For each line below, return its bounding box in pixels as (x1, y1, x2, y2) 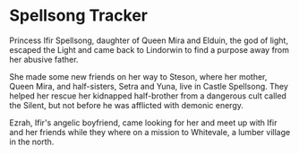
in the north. (9, 136, 55, 147)
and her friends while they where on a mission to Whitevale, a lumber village (9, 126, 291, 137)
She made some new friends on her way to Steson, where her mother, (9, 71, 268, 81)
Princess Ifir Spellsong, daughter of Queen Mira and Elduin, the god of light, (9, 35, 289, 46)
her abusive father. (9, 54, 79, 64)
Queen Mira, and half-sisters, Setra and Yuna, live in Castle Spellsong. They (9, 81, 289, 91)
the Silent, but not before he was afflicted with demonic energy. (9, 99, 244, 110)
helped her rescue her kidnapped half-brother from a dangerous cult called (9, 90, 286, 101)
